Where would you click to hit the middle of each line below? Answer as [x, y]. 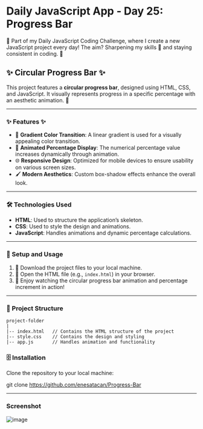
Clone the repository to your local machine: [60, 373]
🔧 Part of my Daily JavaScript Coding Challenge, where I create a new [93, 41]
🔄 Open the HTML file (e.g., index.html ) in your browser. [85, 274]
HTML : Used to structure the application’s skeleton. [79, 220]
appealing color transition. [47, 141]
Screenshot [24, 406]
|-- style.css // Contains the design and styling [76, 337]
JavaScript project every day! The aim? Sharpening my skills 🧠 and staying [99, 47]
